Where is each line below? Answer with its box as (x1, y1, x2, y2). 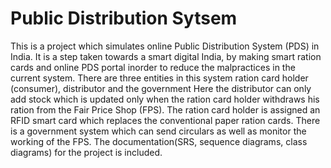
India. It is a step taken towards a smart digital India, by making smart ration (10, 50, 322, 62)
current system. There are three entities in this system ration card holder (10, 72, 309, 84)
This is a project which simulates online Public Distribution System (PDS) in (10, 40, 320, 52)
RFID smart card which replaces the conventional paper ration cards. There (10, 114, 321, 126)
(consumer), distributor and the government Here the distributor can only (10, 82, 312, 94)
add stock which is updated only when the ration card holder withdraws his (10, 93, 320, 105)
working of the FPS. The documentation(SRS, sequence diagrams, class (10, 135, 308, 147)
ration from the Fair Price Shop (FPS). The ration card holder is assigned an (10, 103, 321, 116)
